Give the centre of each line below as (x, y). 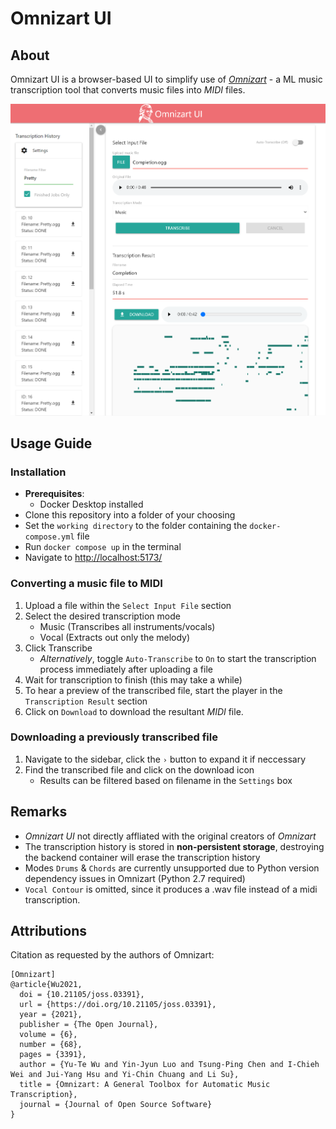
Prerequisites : (54, 494)
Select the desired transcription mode (102, 616)
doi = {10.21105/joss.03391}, (82, 995)
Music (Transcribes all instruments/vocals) (127, 626)
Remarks (39, 812)
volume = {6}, (48, 1035)
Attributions (49, 931)
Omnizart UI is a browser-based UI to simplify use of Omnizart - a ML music (166, 79)
